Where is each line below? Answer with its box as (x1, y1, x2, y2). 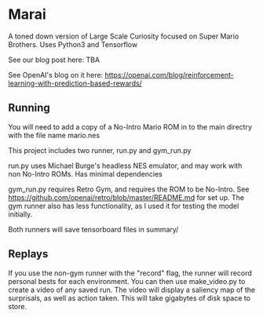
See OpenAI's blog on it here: (8, 70, 104, 79)
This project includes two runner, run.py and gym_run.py (8, 145, 192, 155)
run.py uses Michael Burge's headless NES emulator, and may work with (8, 161, 243, 170)
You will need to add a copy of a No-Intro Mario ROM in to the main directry (8, 122, 253, 131)
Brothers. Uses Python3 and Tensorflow (8, 39, 138, 49)
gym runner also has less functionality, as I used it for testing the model (8, 201, 239, 210)
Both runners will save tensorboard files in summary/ (8, 224, 179, 234)
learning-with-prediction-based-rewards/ (8, 78, 143, 88)
